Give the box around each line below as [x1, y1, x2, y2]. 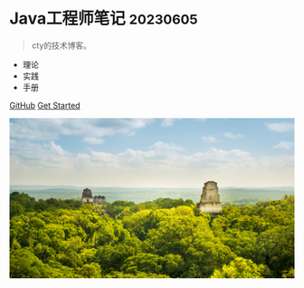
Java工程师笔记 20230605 [9, 8, 198, 29]
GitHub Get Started [9, 100, 81, 110]
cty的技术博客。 [31, 40, 92, 51]
